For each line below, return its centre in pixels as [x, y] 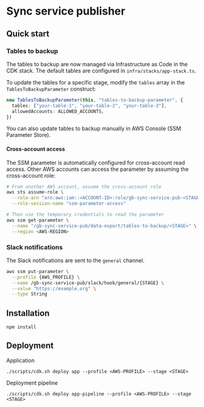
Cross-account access [36, 149]
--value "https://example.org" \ [54, 288]
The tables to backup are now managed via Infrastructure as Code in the [97, 64]
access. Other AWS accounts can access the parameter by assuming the [98, 169]
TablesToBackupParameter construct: [51, 89]
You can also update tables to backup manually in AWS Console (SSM [94, 128]
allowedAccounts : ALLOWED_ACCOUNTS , [58, 111]
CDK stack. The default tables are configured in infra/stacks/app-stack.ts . [101, 71]
